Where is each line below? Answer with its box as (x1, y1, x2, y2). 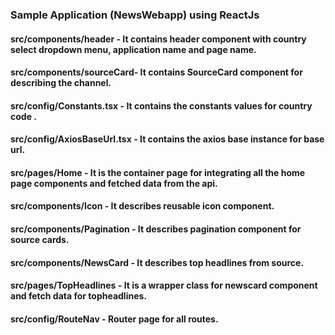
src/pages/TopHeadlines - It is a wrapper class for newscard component (10, 279, 318, 292)
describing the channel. (10, 77, 112, 89)
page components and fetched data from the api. (10, 177, 218, 189)
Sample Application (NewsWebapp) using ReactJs (10, 8, 260, 22)
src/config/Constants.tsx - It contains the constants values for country (10, 99, 313, 112)
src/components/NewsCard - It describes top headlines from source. (10, 256, 305, 268)
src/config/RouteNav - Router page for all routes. (10, 313, 219, 325)
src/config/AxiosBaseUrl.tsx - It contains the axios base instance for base (10, 133, 325, 145)
